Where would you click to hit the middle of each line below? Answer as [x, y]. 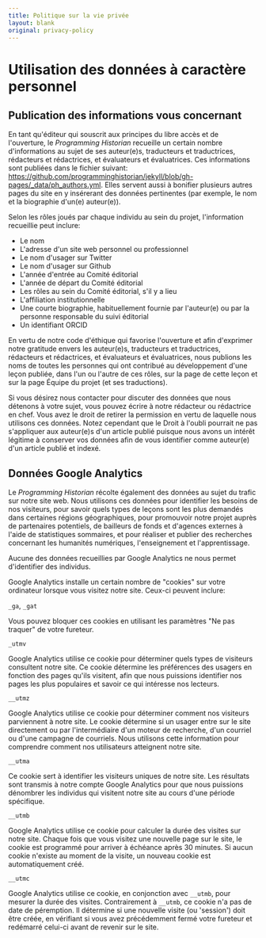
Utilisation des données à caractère [127, 69]
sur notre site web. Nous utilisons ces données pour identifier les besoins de [133, 501]
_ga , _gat [23, 606]
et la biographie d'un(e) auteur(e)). [65, 202]
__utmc [19, 879]
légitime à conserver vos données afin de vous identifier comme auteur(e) [129, 440]
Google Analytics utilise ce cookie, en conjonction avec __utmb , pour [120, 894]
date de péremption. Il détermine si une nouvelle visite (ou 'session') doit [127, 910]
